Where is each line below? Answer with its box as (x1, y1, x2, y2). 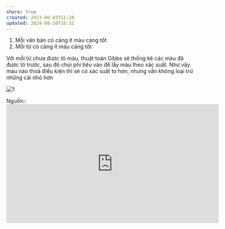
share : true (6, 8, 36, 15)
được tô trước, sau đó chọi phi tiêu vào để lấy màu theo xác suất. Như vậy (6, 61, 190, 68)
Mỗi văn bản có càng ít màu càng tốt (15, 37, 107, 44)
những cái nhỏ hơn (6, 74, 53, 82)
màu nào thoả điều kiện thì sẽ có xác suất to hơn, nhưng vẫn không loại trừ (6, 68, 193, 75)
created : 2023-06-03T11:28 (6, 15, 75, 21)
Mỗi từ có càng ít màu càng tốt (15, 43, 92, 50)
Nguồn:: (6, 97, 27, 105)
